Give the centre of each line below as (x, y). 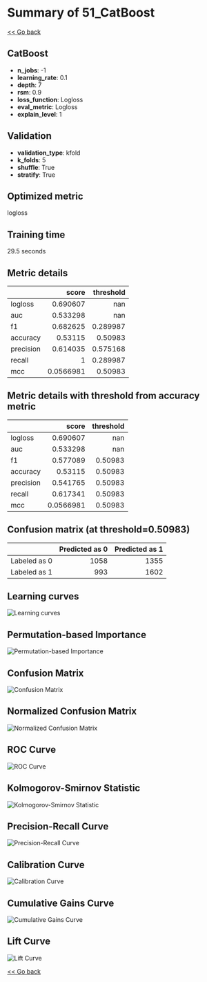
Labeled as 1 (32, 572)
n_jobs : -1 (31, 70)
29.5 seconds (27, 251)
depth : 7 (29, 85)
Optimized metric (46, 196)
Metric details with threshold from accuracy (103, 396)
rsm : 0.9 (29, 92)
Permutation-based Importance (77, 634)
